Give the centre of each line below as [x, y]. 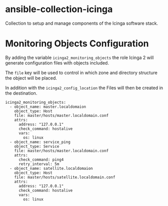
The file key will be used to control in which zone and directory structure [81, 73]
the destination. [21, 93]
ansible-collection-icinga [59, 9]
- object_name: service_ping [40, 142]
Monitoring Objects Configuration [77, 44]
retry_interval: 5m [39, 164]
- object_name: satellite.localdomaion [51, 168]
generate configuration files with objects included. [57, 63]
